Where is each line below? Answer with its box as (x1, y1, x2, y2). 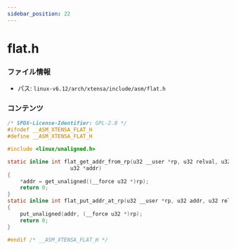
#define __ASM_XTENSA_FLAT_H (7, 133, 93, 140)
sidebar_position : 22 (7, 10, 71, 18)
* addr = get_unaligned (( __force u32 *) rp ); (20, 178, 150, 185)
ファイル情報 (7, 67, 51, 77)
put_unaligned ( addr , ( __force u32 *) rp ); (20, 210, 143, 218)
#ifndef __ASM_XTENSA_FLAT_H (7, 126, 93, 133)
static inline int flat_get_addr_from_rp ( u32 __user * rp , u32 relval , (7, 158, 218, 165)
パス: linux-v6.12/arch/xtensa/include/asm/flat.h (17, 84, 166, 93)
